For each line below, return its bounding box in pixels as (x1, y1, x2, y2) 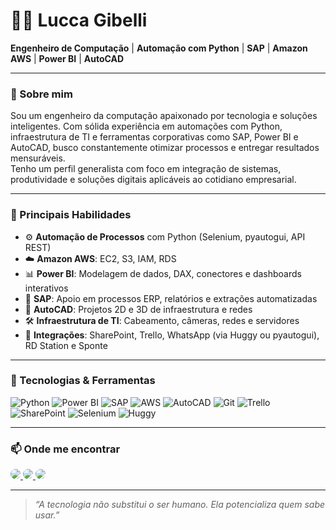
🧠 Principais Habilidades (10, 208, 132, 222)
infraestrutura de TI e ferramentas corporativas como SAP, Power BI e (10, 131, 299, 143)
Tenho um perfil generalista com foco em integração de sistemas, (10, 163, 282, 175)
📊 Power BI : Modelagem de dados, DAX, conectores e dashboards (24, 267, 302, 279)
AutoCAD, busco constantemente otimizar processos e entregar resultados (10, 142, 320, 154)
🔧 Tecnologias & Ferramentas (10, 374, 156, 388)
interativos (24, 282, 69, 294)
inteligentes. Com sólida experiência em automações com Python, (10, 120, 283, 133)
